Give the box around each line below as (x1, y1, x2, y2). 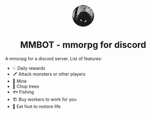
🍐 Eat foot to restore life (12, 103, 61, 109)
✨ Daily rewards (12, 65, 46, 71)
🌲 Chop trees (12, 83, 40, 89)
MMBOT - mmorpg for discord (20, 39, 147, 51)
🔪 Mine (12, 78, 27, 84)
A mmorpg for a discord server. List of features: (5, 55, 102, 61)
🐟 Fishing (12, 89, 34, 95)
